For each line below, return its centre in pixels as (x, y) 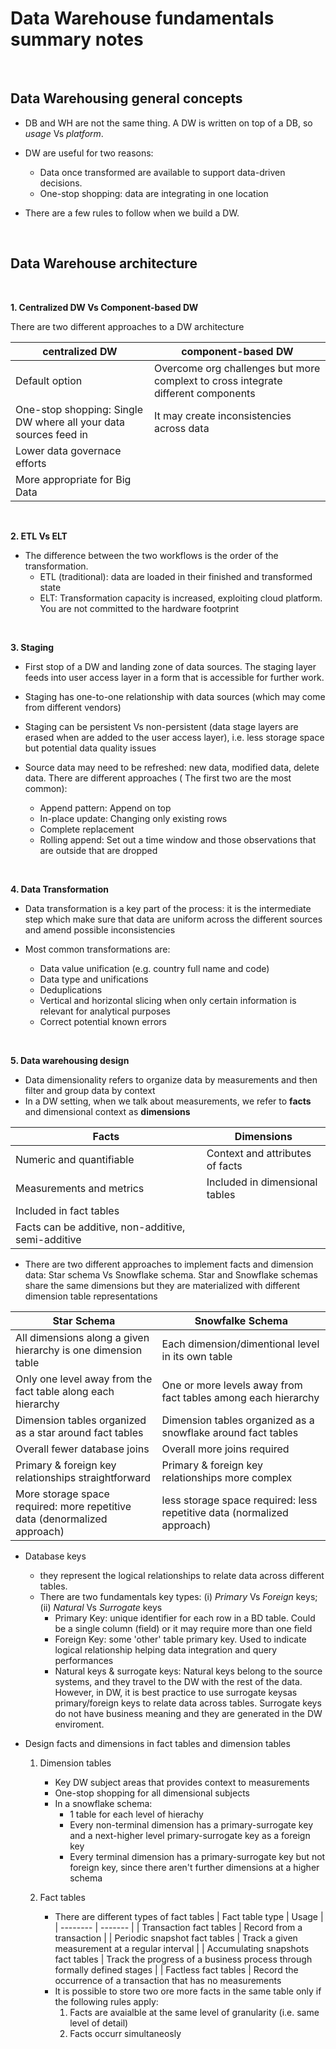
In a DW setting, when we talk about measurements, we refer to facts (168, 1101)
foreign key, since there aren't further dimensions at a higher (194, 1867)
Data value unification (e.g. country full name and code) (154, 968)
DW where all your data (70, 422)
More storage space (62, 1494)
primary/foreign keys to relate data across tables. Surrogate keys (188, 1703)
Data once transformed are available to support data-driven (162, 172)
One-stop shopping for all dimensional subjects (152, 1793)
